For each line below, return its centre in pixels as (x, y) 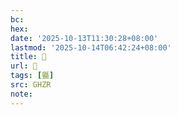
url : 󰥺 (24, 66)
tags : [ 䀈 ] (32, 76)
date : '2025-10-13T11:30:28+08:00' (84, 38)
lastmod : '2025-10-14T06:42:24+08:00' (91, 47)
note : (21, 94)
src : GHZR (31, 85)
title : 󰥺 (28, 57)
